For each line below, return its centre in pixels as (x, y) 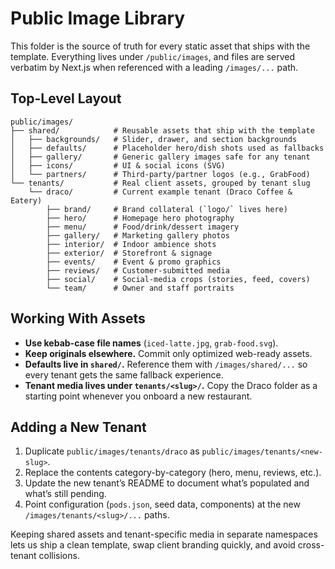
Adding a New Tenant (78, 427)
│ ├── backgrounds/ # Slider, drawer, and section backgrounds (154, 139)
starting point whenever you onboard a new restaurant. (138, 396)
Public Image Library (98, 18)
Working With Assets (78, 318)
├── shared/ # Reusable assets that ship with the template (162, 130)
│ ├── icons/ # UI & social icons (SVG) (118, 165)
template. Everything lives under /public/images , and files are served (153, 56)
